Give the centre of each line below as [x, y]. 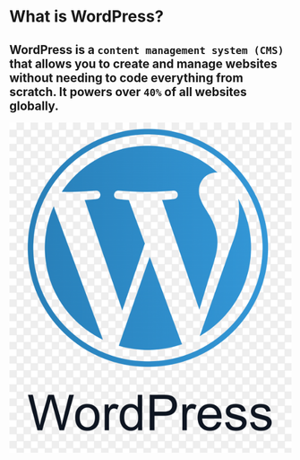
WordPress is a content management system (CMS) [147, 50]
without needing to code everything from [126, 78]
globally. [34, 106]
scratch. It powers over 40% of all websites [129, 92]
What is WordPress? [86, 17]
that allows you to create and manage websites [143, 63]
